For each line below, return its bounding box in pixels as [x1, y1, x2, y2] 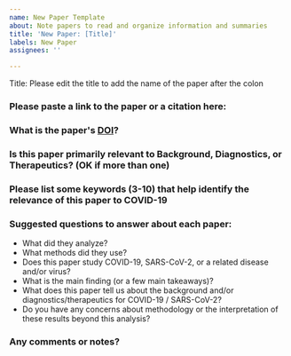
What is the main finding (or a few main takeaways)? [21, 276, 215, 287]
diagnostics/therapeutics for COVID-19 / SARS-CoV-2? [21, 295, 222, 305]
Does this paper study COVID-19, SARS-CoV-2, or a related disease [21, 257, 269, 267]
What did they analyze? [21, 238, 108, 249]
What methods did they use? [21, 248, 127, 258]
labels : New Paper [9, 37, 77, 47]
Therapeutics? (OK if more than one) [9, 159, 170, 171]
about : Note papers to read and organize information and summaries [9, 21, 268, 30]
